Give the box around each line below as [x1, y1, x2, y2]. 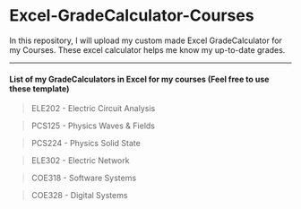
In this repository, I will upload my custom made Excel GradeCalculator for [9, 35, 282, 46]
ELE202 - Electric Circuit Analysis [30, 103, 156, 114]
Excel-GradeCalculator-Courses [9, 5, 254, 26]
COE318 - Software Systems [30, 172, 137, 184]
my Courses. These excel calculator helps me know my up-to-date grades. [9, 44, 286, 55]
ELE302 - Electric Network [30, 155, 130, 166]
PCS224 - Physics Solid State [30, 138, 141, 149]
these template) [9, 83, 70, 94]
